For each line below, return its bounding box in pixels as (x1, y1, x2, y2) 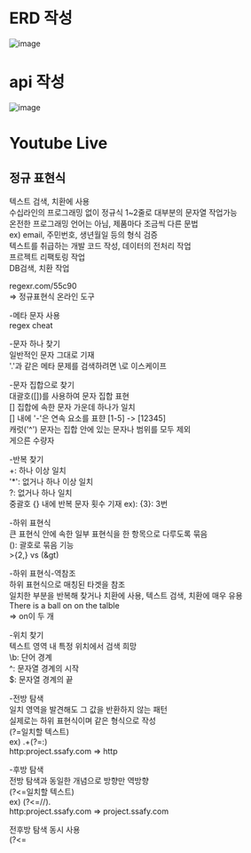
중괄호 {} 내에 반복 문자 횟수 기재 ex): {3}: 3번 (9, 498, 169, 509)
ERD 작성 (9, 8, 73, 28)
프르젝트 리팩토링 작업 (9, 251, 86, 262)
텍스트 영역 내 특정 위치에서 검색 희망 (9, 640, 137, 651)
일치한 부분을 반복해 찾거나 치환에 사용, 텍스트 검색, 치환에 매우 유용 (9, 590, 243, 600)
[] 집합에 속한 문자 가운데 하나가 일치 (9, 401, 136, 412)
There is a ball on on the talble (9, 600, 120, 610)
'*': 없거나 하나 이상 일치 (9, 476, 94, 487)
